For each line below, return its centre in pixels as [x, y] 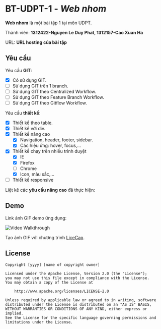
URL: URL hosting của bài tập [36, 42]
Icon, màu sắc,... [37, 174]
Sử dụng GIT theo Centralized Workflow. [54, 91]
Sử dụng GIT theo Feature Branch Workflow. [58, 97]
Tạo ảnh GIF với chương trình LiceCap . [45, 237]
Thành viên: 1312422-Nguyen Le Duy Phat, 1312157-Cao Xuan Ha [74, 32]
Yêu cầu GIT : [19, 70]
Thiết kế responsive [33, 180]
